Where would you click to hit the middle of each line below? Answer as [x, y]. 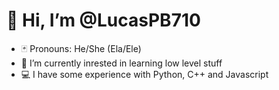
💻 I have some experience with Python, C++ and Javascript [144, 74]
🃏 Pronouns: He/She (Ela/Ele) [81, 48]
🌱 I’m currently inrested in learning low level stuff [121, 63]
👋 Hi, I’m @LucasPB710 [103, 20]
